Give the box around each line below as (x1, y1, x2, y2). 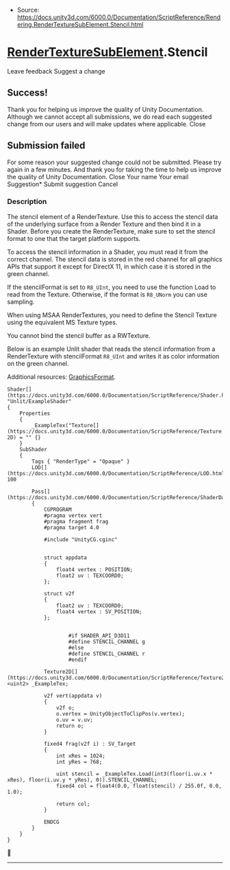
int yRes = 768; (55, 758, 103, 765)
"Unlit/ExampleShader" (7, 398, 72, 404)
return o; (55, 722, 84, 729)
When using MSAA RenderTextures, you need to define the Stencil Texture (7, 310, 218, 319)
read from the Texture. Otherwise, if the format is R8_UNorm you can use (7, 290, 207, 298)
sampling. (7, 297, 35, 306)
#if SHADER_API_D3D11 (68, 632, 130, 639)
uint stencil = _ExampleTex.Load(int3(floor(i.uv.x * (55, 770, 213, 777)
